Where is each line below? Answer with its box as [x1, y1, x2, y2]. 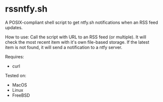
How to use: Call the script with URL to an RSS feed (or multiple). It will [5, 34, 146, 40]
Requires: [5, 53, 24, 59]
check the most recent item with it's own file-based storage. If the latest [5, 39, 149, 45]
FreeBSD [12, 92, 30, 98]
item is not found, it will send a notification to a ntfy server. [5, 44, 123, 50]
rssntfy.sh [5, 3, 48, 15]
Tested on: [5, 72, 27, 78]
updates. [5, 24, 23, 30]
